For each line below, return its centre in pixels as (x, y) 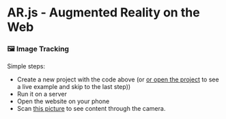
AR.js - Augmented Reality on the (103, 13)
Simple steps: (26, 66)
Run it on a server (42, 94)
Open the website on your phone (63, 101)
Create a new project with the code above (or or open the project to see (118, 79)
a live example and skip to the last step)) (74, 87)
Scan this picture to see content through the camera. (91, 109)
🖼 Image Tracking (38, 49)
